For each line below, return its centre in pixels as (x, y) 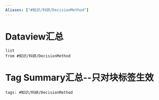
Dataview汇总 (35, 37)
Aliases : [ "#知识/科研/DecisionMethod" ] (47, 10)
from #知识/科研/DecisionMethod (38, 56)
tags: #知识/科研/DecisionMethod (39, 92)
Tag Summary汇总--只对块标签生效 (80, 77)
